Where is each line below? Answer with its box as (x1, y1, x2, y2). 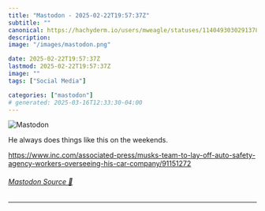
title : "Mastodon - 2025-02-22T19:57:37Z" (8, 11, 150, 20)
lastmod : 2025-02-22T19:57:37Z (8, 62, 111, 71)
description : (8, 33, 51, 42)
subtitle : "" (8, 19, 51, 27)
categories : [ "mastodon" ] (8, 91, 93, 99)
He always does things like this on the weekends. (8, 135, 168, 145)
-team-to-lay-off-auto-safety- (158, 150, 256, 160)
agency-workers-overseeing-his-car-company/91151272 (8, 159, 192, 168)
